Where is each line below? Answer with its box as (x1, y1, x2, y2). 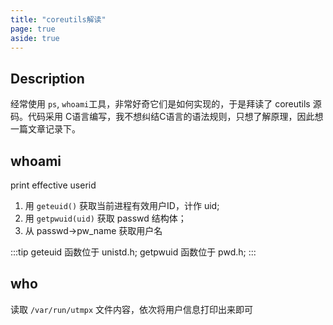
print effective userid (10, 179, 97, 191)
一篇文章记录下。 (10, 123, 81, 135)
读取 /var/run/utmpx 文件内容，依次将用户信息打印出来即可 (10, 303, 254, 315)
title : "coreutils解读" (10, 14, 107, 25)
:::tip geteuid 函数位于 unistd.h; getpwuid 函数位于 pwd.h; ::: (10, 246, 257, 258)
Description (10, 70, 85, 87)
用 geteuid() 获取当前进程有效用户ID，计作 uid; (24, 200, 220, 211)
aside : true (10, 33, 60, 43)
